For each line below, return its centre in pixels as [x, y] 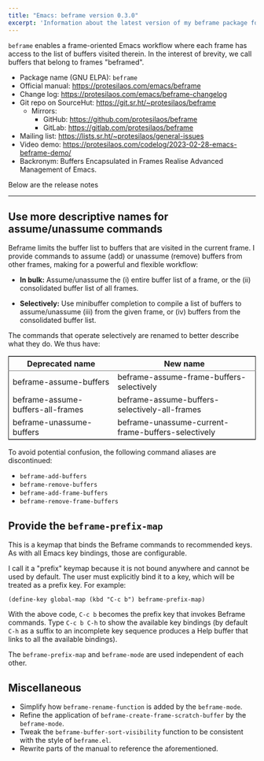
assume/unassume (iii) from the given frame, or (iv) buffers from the [130, 312]
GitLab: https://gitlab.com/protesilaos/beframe [118, 128]
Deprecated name [61, 364]
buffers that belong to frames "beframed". [76, 62]
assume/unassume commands [86, 229]
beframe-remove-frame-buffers [69, 502]
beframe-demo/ [46, 152]
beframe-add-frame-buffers [64, 493]
